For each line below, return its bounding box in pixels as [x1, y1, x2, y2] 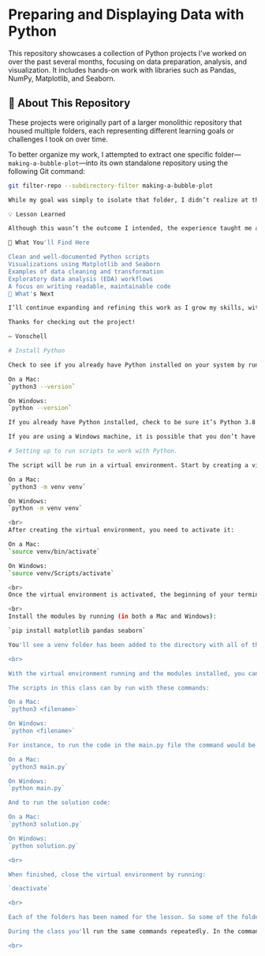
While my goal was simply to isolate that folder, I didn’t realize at [8, 196, 248, 204]
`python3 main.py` [8, 762, 69, 771]
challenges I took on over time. [8, 134, 109, 144]
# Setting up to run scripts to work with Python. [8, 447, 178, 455]
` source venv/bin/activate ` [8, 548, 101, 555]
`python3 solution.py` [8, 820, 83, 828]
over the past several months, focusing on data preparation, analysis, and [8, 57, 247, 66]
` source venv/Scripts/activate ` [8, 569, 114, 578]
